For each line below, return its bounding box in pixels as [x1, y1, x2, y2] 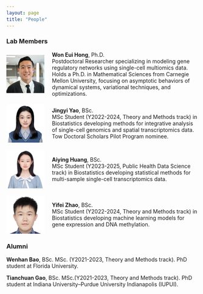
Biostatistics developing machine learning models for [52, 214, 185, 222]
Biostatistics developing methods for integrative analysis [52, 120, 193, 127]
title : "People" [6, 16, 47, 23]
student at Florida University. [6, 262, 79, 270]
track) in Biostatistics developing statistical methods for [52, 168, 191, 176]
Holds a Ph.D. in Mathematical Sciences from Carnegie [52, 70, 190, 77]
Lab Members [6, 37, 48, 46]
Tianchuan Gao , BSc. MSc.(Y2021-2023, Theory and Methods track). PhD [6, 274, 193, 282]
